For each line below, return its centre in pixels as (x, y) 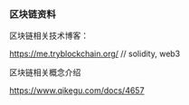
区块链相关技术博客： (49, 36)
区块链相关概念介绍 (45, 72)
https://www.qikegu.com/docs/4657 (77, 91)
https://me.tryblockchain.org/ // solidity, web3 (95, 54)
